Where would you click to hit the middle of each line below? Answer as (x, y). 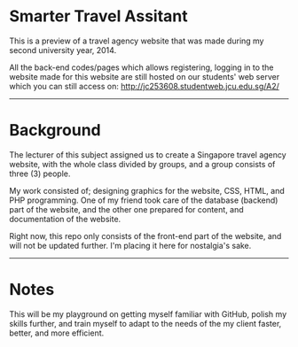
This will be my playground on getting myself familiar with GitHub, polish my (148, 314)
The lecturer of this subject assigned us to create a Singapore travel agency (148, 154)
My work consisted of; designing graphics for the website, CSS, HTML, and (147, 190)
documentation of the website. (65, 219)
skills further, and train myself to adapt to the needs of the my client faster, (145, 323)
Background (55, 131)
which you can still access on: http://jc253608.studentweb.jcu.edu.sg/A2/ (144, 86)
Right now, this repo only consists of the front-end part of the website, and (145, 235)
